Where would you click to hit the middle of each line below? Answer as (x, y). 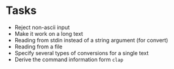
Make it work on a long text (49, 33)
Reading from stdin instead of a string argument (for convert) (91, 40)
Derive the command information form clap (69, 59)
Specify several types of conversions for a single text (82, 53)
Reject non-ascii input (42, 27)
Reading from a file (38, 47)
